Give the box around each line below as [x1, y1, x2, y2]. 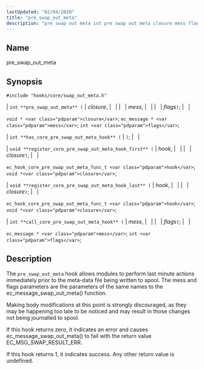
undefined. [6, 357, 33, 364]
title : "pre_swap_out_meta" [6, 15, 78, 21]
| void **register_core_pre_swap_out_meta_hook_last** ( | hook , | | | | [6, 182, 189, 188]
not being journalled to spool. [6, 314, 80, 321]
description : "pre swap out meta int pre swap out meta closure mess [6, 20, 186, 26]
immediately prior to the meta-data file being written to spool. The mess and [6, 276, 197, 283]
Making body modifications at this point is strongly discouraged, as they [6, 301, 187, 308]
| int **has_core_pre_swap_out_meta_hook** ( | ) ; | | [6, 133, 140, 140]
